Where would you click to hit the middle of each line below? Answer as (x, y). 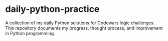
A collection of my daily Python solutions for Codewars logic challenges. (80, 23)
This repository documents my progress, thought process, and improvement (84, 28)
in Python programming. (30, 33)
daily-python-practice (52, 9)
